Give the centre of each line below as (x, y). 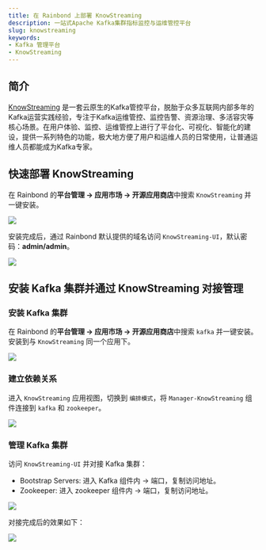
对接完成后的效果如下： (46, 522)
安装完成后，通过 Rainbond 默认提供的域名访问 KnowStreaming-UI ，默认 (124, 236)
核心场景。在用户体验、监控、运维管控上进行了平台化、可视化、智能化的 (126, 127)
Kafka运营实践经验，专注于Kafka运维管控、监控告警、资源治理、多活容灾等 (131, 116)
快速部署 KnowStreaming (71, 174)
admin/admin (45, 246)
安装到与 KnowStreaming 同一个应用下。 (71, 342)
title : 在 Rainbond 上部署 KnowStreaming (75, 15)
